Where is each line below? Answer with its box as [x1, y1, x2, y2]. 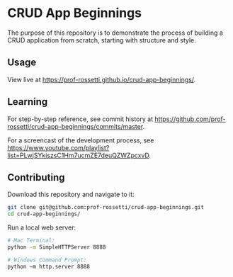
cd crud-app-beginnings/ [7, 210, 81, 217]
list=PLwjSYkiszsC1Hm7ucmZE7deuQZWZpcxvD [7, 151, 149, 159]
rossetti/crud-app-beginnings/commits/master [7, 122, 143, 130]
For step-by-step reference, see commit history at [7, 115, 154, 123]
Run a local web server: [7, 223, 76, 232]
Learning [7, 96, 48, 108]
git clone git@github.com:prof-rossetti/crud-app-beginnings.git [7, 204, 204, 211]
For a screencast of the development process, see [7, 136, 154, 145]
